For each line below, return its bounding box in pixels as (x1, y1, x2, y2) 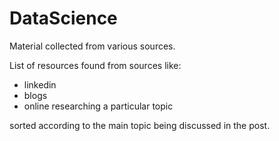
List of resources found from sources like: (9, 59, 182, 71)
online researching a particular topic (23, 100, 174, 112)
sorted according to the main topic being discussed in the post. (9, 119, 271, 131)
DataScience (9, 7, 118, 30)
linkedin (23, 78, 57, 91)
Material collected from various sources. (9, 40, 176, 52)
